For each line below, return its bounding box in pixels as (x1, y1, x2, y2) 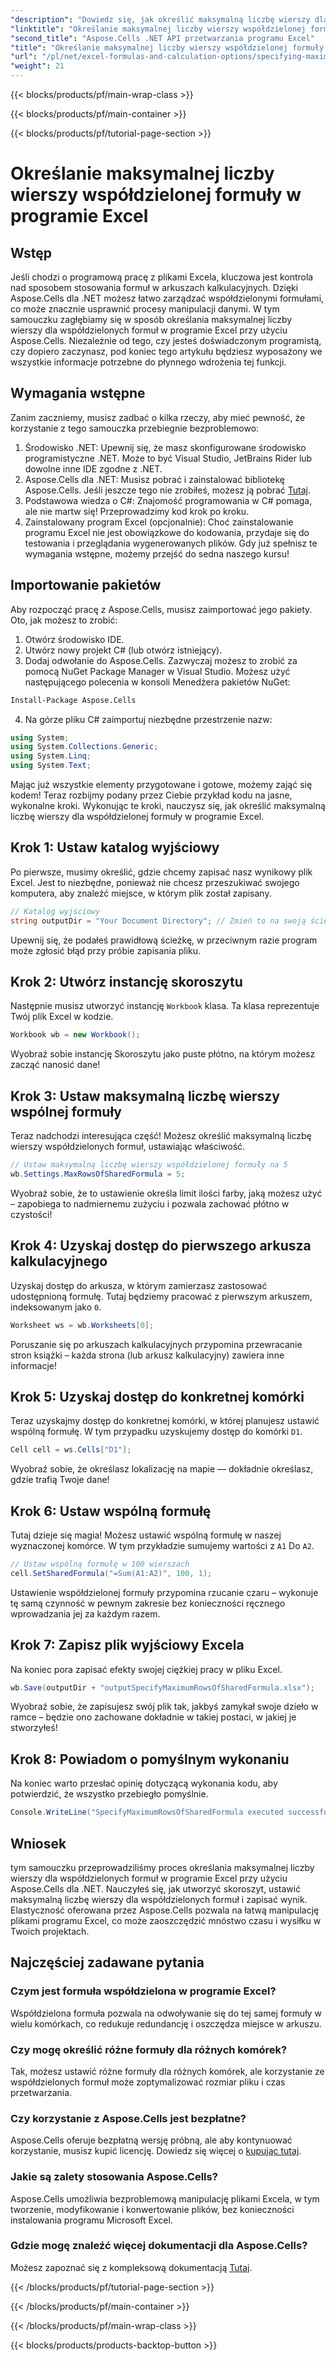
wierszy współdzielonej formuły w (10, 184, 302, 206)
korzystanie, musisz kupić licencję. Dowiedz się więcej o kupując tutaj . (10, 2145, 302, 2157)
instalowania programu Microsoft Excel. (10, 2214, 173, 2226)
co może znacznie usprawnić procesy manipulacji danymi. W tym (10, 303, 280, 315)
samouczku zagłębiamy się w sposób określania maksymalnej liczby (10, 314, 293, 325)
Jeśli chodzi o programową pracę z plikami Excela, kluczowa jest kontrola (10, 271, 314, 283)
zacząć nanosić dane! (10, 1059, 101, 1071)
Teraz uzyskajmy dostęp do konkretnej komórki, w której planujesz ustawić (10, 1415, 320, 1427)
